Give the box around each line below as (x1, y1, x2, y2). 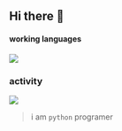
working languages (9, 33, 82, 44)
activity (9, 74, 42, 87)
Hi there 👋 (9, 9, 65, 24)
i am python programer (30, 112, 113, 122)
